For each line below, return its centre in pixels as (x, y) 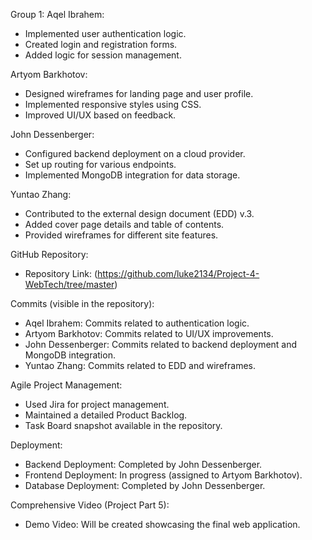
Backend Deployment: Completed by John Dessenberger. (143, 464)
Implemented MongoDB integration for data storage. (132, 175)
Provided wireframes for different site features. (121, 235)
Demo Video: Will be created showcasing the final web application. (162, 524)
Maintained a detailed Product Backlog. (106, 415)
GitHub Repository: (49, 254)
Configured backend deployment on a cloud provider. (135, 153)
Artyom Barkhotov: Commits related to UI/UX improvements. (149, 333)
